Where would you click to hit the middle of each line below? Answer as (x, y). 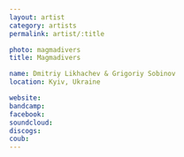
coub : (19, 139)
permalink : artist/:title (57, 34)
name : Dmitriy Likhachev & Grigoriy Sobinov (92, 74)
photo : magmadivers (45, 49)
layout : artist (37, 17)
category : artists (43, 26)
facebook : (27, 114)
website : (25, 98)
